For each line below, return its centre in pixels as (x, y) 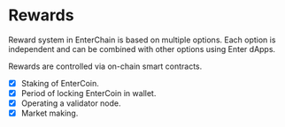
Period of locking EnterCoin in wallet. (89, 93)
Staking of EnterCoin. (60, 83)
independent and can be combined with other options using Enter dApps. (142, 49)
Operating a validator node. (71, 103)
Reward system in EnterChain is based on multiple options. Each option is (142, 40)
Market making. (50, 113)
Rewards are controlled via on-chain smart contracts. (105, 66)
